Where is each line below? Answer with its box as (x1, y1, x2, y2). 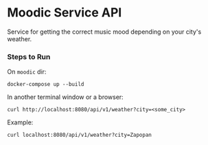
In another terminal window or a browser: (7, 93, 124, 101)
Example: (7, 118, 34, 126)
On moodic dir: (7, 67, 47, 76)
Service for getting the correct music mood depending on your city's (7, 27, 202, 36)
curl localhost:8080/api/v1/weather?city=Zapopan (7, 132, 152, 139)
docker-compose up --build (7, 81, 84, 88)
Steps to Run (7, 52, 51, 61)
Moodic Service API (7, 5, 122, 21)
